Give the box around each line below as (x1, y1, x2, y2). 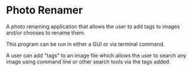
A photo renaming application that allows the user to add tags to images (6, 23, 180, 30)
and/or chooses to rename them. (6, 29, 86, 36)
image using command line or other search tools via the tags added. (6, 58, 171, 65)
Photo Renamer (6, 4, 83, 17)
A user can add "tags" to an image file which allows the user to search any (6, 52, 187, 59)
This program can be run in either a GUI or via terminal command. (6, 40, 165, 48)
